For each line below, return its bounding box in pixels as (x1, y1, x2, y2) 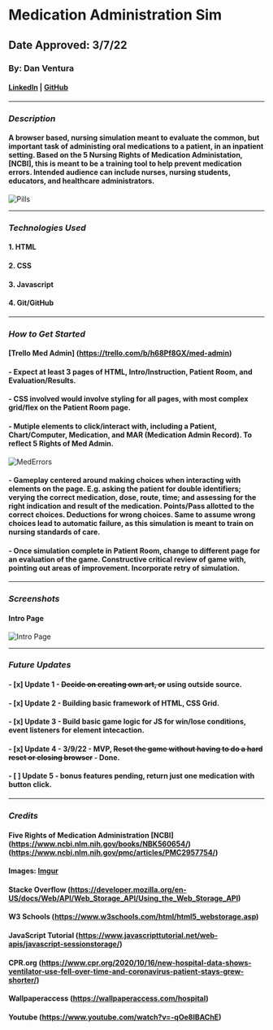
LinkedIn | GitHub (8, 83, 69, 93)
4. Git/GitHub (8, 298, 54, 308)
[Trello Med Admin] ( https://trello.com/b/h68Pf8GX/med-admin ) (8, 348, 232, 359)
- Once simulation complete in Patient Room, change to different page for (8, 545, 261, 555)
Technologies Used (8, 222, 87, 233)
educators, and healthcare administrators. (8, 176, 155, 186)
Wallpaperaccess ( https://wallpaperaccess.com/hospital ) (8, 993, 209, 1003)
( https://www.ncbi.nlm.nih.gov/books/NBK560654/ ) (8, 839, 191, 849)
